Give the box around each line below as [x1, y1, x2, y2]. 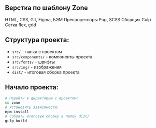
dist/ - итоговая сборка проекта [12, 69, 80, 75]
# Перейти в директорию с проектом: [5, 96, 79, 101]
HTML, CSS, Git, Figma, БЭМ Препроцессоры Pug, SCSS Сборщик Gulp [5, 16, 151, 22]
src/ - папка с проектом [12, 48, 62, 55]
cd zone [5, 100, 21, 105]
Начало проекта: [5, 83, 59, 91]
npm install [5, 110, 29, 114]
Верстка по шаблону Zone [5, 4, 88, 12]
